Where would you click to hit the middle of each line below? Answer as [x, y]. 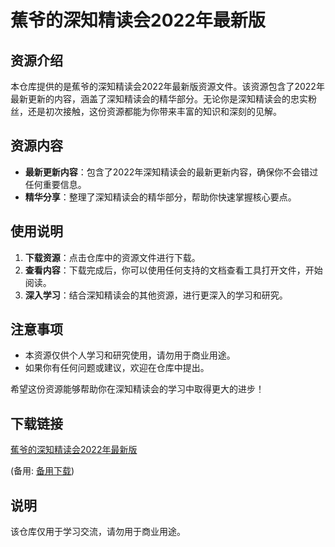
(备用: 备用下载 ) [42, 471]
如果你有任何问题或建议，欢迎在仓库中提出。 [117, 368]
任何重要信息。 [55, 184]
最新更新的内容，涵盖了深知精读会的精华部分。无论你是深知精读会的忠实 [159, 99]
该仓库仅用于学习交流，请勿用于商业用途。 [98, 532]
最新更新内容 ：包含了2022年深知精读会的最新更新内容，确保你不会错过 [171, 172]
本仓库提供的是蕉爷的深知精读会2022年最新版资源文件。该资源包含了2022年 [167, 86]
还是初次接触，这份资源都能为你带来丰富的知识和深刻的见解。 [154, 111]
